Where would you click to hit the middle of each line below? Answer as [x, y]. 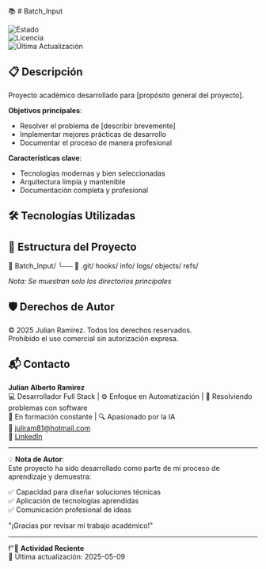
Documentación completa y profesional [84, 190]
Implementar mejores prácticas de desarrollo [93, 134]
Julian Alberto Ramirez [47, 387]
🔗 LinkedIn [25, 436]
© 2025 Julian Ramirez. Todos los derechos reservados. [100, 330]
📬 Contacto [39, 364]
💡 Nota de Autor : [36, 459]
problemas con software [48, 408]
